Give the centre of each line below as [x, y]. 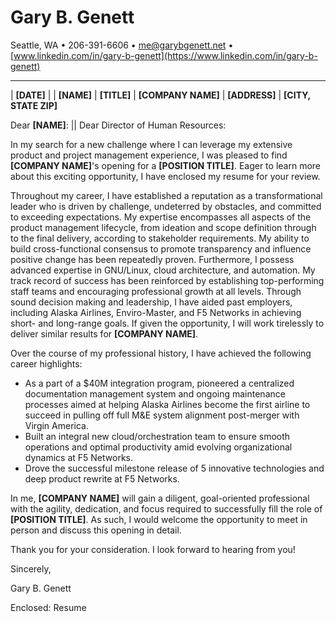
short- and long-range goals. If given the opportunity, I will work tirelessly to [167, 323]
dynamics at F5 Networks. [78, 457]
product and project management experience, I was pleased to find [149, 155]
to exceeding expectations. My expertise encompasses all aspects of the [161, 217]
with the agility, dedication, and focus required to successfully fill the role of [166, 508]
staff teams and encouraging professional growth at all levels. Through [156, 291]
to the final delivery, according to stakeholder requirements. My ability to [160, 238]
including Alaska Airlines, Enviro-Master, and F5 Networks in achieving [156, 312]
